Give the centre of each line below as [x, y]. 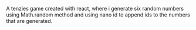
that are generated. [29, 21]
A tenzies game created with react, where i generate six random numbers [95, 9]
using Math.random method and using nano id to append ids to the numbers [98, 15]
